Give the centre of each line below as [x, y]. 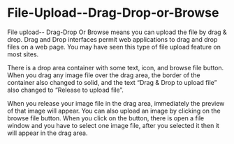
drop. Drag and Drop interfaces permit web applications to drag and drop [112, 39]
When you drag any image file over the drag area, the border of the [104, 75]
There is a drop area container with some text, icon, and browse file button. [116, 67]
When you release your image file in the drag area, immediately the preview [116, 103]
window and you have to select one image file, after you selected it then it [114, 125]
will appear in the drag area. [47, 133]
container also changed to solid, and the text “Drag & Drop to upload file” [112, 82]
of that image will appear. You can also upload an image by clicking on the [114, 111]
